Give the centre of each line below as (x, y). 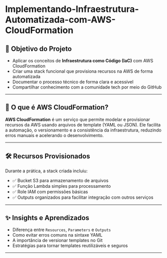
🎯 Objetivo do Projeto (39, 49)
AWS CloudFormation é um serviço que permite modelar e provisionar (78, 119)
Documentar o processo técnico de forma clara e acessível (73, 82)
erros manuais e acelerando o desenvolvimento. (54, 135)
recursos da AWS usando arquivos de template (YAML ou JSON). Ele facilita (83, 125)
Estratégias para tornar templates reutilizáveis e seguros (70, 246)
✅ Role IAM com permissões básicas (50, 192)
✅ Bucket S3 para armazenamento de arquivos (60, 180)
